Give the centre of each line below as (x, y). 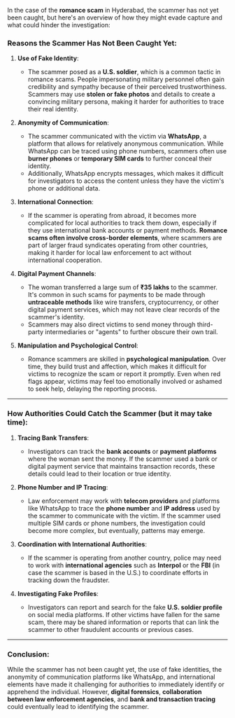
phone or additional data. (64, 188)
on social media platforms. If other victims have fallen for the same (124, 614)
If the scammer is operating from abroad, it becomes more (112, 216)
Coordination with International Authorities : (82, 544)
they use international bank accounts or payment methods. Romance (128, 230)
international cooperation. (65, 260)
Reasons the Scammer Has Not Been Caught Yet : (92, 43)
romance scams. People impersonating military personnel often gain (126, 79)
